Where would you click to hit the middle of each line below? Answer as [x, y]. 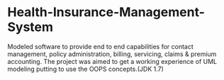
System [30, 27]
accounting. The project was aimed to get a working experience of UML [112, 61]
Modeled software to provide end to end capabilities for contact [100, 46]
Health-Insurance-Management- [106, 12]
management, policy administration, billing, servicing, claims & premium [112, 54]
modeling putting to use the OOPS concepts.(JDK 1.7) [86, 69]
